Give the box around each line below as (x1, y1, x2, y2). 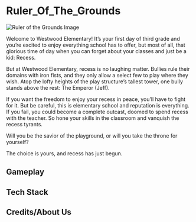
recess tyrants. (6, 120, 43, 128)
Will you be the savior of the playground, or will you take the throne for (6, 132, 178, 139)
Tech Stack (6, 187, 48, 197)
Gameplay (6, 167, 45, 177)
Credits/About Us (6, 207, 72, 217)
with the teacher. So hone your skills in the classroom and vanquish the (6, 114, 179, 122)
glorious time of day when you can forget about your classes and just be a (6, 47, 187, 54)
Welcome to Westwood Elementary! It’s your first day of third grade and (6, 35, 180, 42)
